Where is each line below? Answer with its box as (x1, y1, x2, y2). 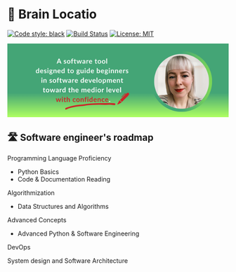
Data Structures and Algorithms (17, 202, 109, 210)
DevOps (7, 243, 31, 251)
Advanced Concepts (7, 215, 67, 224)
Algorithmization (7, 189, 55, 197)
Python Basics (17, 168, 60, 176)
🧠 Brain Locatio (7, 6, 97, 22)
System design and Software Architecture (7, 256, 129, 265)
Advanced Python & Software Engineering (17, 229, 140, 238)
